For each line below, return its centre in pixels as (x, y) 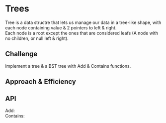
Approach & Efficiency (41, 82)
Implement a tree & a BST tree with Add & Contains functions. (68, 66)
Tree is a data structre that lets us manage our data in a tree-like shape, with (83, 22)
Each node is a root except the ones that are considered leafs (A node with (82, 33)
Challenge (21, 54)
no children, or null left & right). (37, 38)
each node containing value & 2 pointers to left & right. (61, 27)
